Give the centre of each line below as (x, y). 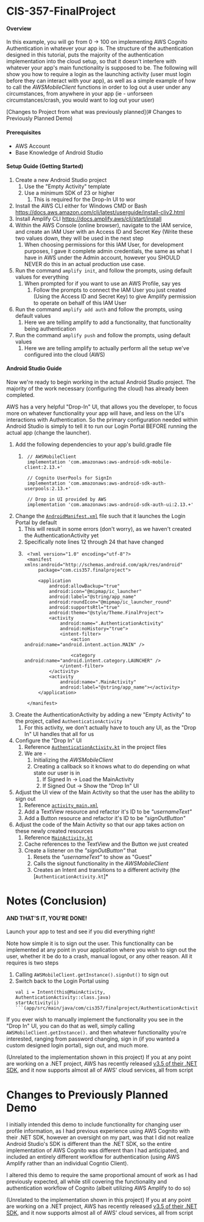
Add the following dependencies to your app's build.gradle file (93, 444)
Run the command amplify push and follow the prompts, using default (103, 335)
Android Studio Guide (34, 368)
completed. (20, 395)
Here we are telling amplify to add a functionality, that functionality (108, 322)
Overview (19, 28)
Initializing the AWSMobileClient (73, 760)
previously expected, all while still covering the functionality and (87, 1182)
